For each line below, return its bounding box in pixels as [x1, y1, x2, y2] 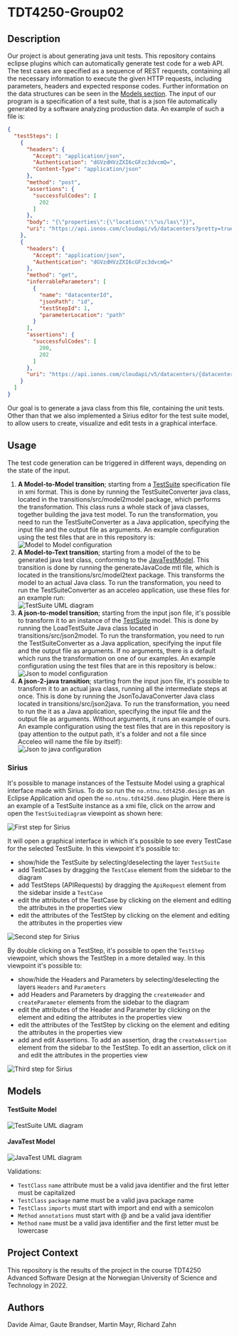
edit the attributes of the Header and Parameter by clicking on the [17, 1005, 211, 1014]
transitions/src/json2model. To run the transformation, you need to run [17, 631, 225, 640]
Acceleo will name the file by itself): [17, 737, 122, 745]
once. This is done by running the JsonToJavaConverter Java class [17, 692, 215, 700]
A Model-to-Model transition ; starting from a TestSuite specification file [17, 480, 231, 488]
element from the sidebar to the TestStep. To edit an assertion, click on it [17, 1043, 231, 1052]
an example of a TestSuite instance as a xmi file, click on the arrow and [7, 801, 216, 809]
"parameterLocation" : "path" [38, 311, 126, 319]
